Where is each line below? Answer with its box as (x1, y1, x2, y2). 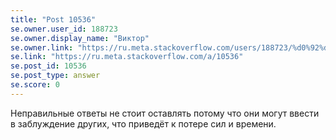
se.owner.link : (10, 42, 74, 53)
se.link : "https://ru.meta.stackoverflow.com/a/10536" (10, 52, 244, 62)
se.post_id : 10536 (10, 61, 87, 71)
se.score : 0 (10, 80, 60, 90)
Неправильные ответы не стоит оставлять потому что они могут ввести (10, 107, 320, 119)
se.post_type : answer (10, 71, 101, 81)
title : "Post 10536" (10, 14, 97, 25)
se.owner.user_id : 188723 (10, 24, 118, 34)
